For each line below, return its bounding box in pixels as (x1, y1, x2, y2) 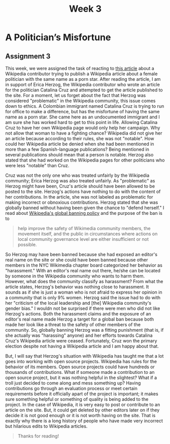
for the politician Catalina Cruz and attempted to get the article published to (5, 87, 163, 93)
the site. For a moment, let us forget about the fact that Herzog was (5, 92, 146, 98)
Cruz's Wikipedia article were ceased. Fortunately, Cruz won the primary (5, 338, 157, 343)
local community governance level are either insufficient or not (17, 236, 149, 242)
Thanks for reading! (17, 433, 59, 439)
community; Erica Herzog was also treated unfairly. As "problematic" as (5, 178, 155, 183)
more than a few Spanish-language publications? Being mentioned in (5, 146, 150, 152)
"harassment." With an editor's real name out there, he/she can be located (5, 268, 161, 273)
